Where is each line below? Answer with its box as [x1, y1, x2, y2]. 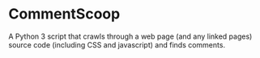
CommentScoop [8, 5, 121, 23]
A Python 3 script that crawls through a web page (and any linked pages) [8, 31, 253, 41]
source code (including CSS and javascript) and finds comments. [8, 39, 225, 49]
